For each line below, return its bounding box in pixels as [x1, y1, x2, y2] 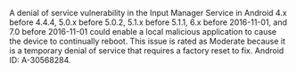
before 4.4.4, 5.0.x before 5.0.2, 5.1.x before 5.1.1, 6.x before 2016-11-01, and [9, 17, 288, 28]
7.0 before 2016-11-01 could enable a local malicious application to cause [9, 27, 277, 36]
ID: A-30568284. [9, 55, 71, 65]
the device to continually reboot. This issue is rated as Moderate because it [9, 36, 286, 46]
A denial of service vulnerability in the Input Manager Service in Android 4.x [9, 8, 287, 18]
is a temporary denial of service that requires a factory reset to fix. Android [9, 45, 284, 56]
